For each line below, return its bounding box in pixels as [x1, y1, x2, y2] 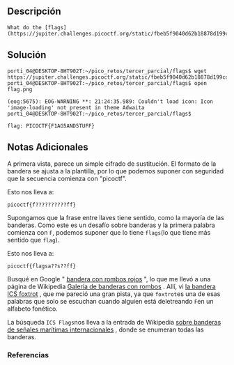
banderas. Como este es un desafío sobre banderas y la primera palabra [7, 221, 216, 229]
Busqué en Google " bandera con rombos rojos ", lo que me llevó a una [7, 275, 211, 284]
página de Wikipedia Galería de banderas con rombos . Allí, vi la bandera [7, 282, 216, 291]
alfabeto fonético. [7, 304, 58, 313]
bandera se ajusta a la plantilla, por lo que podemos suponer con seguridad [7, 167, 224, 176]
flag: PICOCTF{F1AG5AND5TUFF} [7, 122, 95, 130]
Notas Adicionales [7, 141, 88, 153]
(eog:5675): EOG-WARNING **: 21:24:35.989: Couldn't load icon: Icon [7, 98, 214, 105]
